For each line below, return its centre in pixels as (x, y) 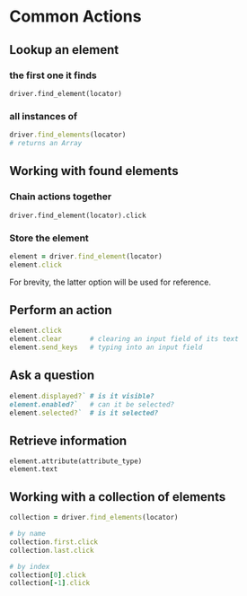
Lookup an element (64, 50)
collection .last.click (52, 550)
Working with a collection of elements (118, 497)
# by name (28, 534)
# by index (30, 566)
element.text (34, 469)
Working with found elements (94, 171)
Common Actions (75, 17)
